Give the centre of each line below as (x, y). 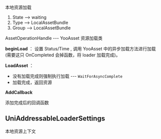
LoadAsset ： (19, 66)
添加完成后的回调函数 (27, 103)
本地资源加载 (18, 7)
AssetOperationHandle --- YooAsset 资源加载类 (54, 38)
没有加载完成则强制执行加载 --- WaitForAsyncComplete (68, 76)
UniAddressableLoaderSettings (55, 119)
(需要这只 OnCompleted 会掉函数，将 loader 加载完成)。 (63, 55)
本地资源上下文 (20, 131)
